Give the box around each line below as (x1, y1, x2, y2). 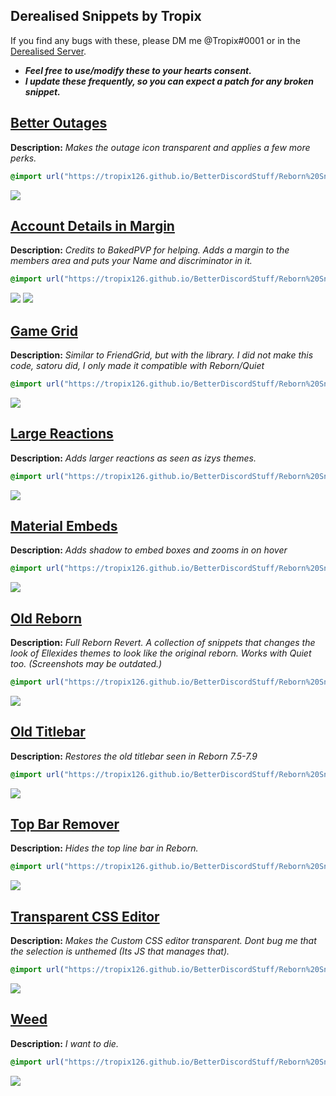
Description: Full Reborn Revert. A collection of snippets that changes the (10, 637, 316, 649)
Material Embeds (10, 517, 118, 534)
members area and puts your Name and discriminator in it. (10, 255, 253, 267)
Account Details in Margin (10, 217, 175, 234)
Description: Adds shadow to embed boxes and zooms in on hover (10, 544, 288, 556)
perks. (10, 152, 37, 164)
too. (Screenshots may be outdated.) (10, 658, 163, 670)
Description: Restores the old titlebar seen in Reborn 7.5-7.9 (10, 750, 258, 762)
